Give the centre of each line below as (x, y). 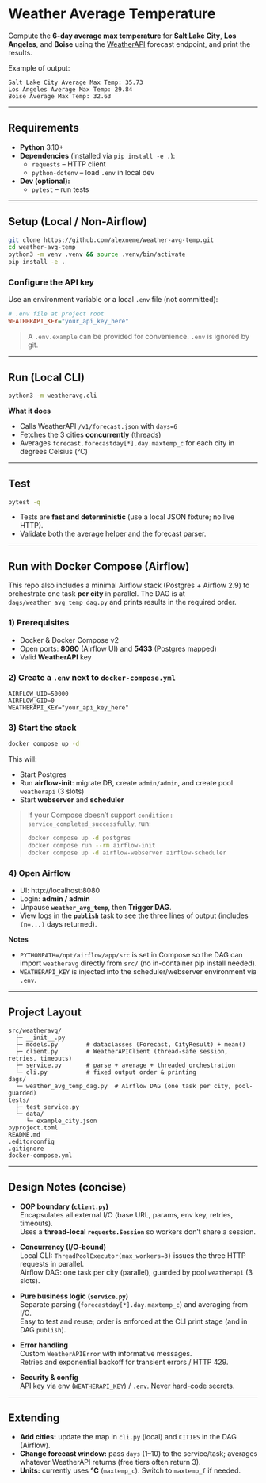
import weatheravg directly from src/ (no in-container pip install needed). (138, 963)
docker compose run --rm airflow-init (91, 845)
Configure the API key (51, 282)
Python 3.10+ (42, 147)
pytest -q (25, 502)
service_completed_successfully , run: (89, 824)
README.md (25, 1134)
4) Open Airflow (40, 873)
